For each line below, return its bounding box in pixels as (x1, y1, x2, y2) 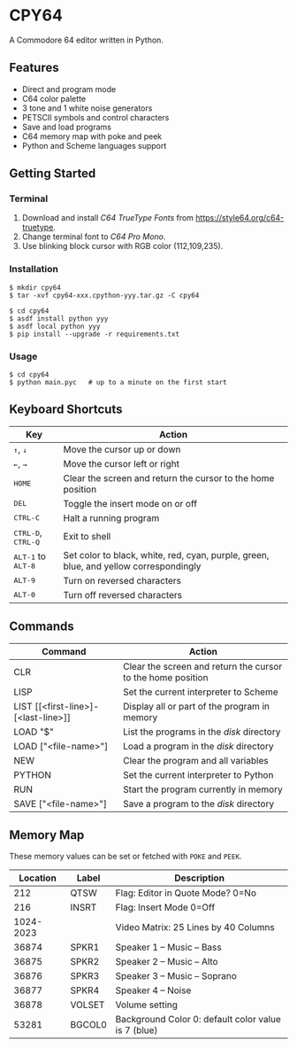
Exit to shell (63, 531, 111, 543)
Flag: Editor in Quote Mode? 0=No (115, 887, 256, 899)
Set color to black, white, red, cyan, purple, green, (63, 548, 270, 561)
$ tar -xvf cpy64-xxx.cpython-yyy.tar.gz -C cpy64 (9, 291, 200, 299)
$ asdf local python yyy (9, 322, 101, 330)
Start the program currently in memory (123, 783, 283, 796)
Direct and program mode (21, 83, 117, 94)
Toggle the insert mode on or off (63, 497, 197, 509)
